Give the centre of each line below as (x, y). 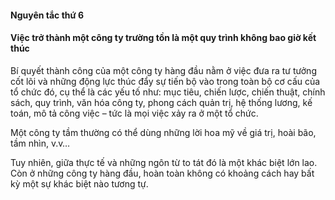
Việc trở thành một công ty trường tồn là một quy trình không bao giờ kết (163, 38)
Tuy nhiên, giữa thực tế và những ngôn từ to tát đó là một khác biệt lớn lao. (164, 162)
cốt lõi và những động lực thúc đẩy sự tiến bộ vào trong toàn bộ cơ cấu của (165, 81)
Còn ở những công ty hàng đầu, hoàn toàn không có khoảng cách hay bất (162, 173)
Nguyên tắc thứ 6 (47, 15)
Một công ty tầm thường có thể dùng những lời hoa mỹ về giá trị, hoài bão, (163, 132)
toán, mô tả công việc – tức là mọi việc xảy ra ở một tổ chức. (134, 113)
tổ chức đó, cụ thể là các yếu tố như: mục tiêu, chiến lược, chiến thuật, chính (168, 92)
